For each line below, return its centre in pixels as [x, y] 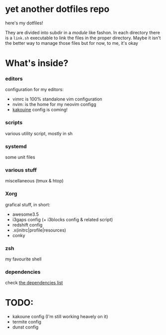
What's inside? [37, 63]
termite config [27, 322]
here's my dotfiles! [24, 23]
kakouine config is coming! [40, 110]
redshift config [27, 225]
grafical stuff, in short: [28, 204]
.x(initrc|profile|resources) [39, 230]
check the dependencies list [34, 283]
